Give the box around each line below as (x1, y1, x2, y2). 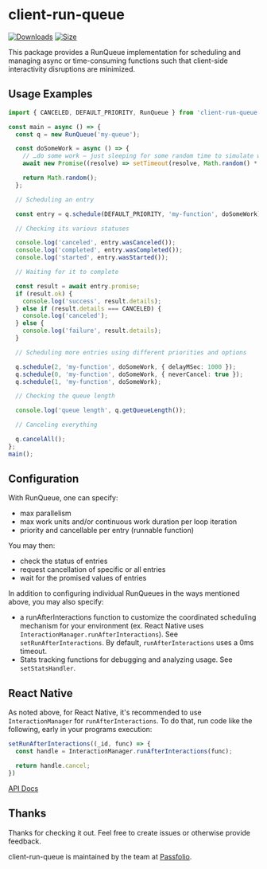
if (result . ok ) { (15, 289, 73, 298)
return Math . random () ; (22, 174, 98, 182)
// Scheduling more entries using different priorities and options (15, 348, 247, 356)
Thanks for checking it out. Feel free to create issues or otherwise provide (8, 828, 251, 837)
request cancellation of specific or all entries (19, 565, 166, 574)
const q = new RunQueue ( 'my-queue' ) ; (15, 130, 141, 139)
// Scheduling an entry (15, 195, 94, 204)
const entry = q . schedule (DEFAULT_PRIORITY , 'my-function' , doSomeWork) (15, 209, 261, 218)
